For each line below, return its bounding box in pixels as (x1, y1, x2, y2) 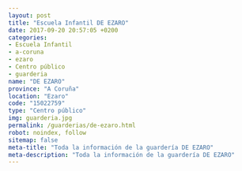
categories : (8, 33, 47, 42)
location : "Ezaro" (8, 92, 69, 100)
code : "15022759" (8, 99, 66, 107)
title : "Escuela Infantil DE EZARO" (8, 19, 129, 27)
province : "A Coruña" (8, 84, 80, 93)
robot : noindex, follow (8, 128, 87, 136)
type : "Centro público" (8, 107, 87, 115)
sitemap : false (8, 136, 59, 144)
